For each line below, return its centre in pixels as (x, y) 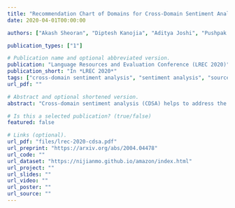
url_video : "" (28, 181)
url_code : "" (26, 155)
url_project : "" (31, 168)
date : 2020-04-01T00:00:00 (47, 20)
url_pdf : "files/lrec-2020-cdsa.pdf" (62, 142)
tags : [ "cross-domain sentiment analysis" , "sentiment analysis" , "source (119, 78)
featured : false (31, 123)
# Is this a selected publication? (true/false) (79, 116)
